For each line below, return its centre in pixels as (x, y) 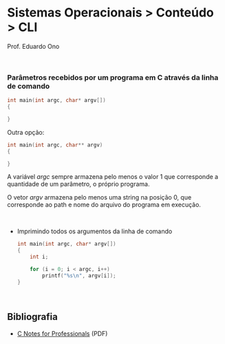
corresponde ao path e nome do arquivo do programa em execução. (104, 205)
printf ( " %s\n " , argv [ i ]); (79, 276)
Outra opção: (26, 132)
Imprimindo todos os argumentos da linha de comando (95, 231)
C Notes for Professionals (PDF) (62, 333)
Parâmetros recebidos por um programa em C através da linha (113, 77)
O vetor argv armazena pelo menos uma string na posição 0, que (99, 197)
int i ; (39, 257)
